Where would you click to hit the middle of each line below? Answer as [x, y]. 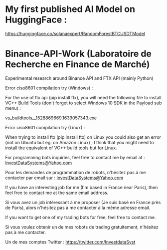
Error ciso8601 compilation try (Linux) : [45, 127]
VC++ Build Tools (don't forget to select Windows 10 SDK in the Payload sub [83, 103]
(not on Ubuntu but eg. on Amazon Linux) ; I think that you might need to [80, 142]
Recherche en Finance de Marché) [78, 65]
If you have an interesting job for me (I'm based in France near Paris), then [82, 187]
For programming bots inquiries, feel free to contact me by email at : [75, 157]
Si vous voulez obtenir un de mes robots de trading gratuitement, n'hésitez [82, 227]
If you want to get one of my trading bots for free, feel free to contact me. [81, 217]
